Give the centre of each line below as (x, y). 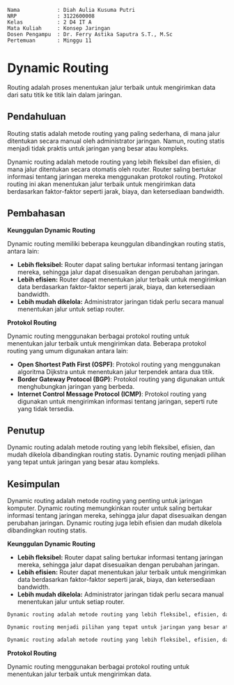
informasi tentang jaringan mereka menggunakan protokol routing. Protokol (115, 176)
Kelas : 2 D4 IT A (49, 22)
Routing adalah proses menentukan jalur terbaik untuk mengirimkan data (111, 87)
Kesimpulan (34, 484)
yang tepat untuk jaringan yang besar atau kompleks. (84, 462)
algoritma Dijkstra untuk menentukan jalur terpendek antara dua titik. (116, 371)
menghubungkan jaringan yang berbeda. (76, 386)
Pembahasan (37, 214)
